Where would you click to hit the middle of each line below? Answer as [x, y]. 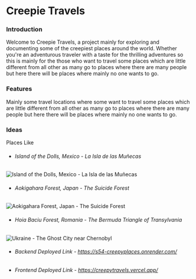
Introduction [24, 30]
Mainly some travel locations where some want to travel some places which [98, 102]
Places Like [20, 142]
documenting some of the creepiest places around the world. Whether [92, 48]
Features [19, 89]
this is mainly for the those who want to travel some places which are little [96, 61]
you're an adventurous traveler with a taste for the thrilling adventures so [95, 55]
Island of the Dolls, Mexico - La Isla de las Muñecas [78, 156]
